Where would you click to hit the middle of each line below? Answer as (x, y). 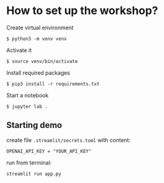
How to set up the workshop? (82, 11)
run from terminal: (29, 162)
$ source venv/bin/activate (42, 61)
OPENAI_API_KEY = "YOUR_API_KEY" (49, 151)
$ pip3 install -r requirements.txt (53, 84)
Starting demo (34, 125)
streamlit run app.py (34, 174)
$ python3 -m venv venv (37, 39)
